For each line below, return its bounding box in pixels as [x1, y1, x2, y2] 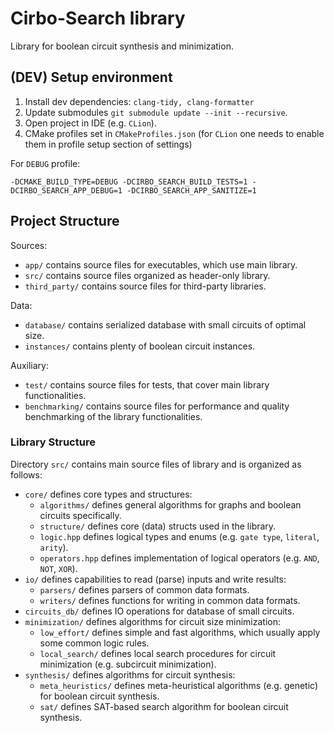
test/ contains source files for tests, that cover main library [24, 378, 270, 391]
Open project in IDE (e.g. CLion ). [24, 117, 157, 129]
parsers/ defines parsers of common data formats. [39, 583, 250, 596]
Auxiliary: [10, 359, 50, 371]
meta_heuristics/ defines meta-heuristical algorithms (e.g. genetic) [39, 679, 319, 691]
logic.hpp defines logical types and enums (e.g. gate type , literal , [39, 530, 320, 542]
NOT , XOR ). [39, 562, 78, 574]
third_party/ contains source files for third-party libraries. [24, 280, 267, 292]
